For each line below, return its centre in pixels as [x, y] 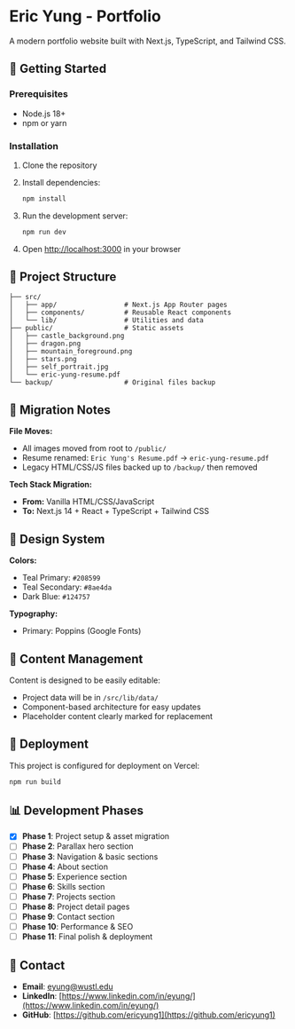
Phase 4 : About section [65, 867]
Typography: [34, 613]
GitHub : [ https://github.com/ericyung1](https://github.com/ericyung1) [149, 1015]
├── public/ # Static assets [97, 328]
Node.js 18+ [44, 114]
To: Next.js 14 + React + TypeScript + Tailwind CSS [116, 511]
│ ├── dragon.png [45, 344]
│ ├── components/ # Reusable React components [120, 313]
